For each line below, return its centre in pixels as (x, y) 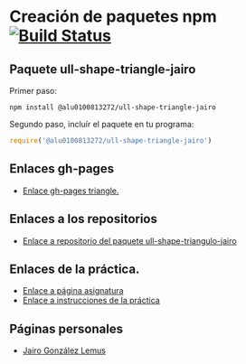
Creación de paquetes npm (113, 17)
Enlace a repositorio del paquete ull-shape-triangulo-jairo (129, 240)
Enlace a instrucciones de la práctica (91, 301)
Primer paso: (33, 91)
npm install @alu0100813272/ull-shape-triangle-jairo (113, 107)
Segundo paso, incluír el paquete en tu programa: (102, 124)
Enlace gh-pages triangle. (71, 191)
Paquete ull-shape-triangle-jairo (103, 69)
